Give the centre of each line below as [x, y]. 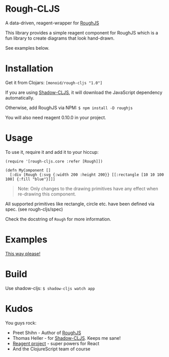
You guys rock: [21, 322]
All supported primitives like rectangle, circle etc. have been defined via [80, 204]
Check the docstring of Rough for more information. [58, 219]
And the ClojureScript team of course [51, 349]
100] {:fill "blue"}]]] [30, 179]
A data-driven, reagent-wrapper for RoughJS [52, 23]
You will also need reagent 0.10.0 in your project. [56, 117]
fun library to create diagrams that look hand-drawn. [60, 38]
